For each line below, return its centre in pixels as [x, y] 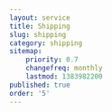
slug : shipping [38, 34]
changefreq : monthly [64, 69]
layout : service [40, 18]
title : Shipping [40, 26]
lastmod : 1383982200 [64, 77]
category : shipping [46, 43]
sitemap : [26, 51]
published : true [40, 85]
